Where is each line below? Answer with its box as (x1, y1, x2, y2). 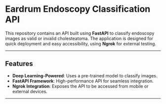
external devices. (12, 88, 48, 94)
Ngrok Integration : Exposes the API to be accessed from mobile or (12, 83, 149, 89)
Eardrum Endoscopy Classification (5, 3, 151, 15)
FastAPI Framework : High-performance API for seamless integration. (12, 78, 154, 84)
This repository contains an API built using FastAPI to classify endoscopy (5, 30, 155, 36)
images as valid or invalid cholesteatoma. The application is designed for (5, 35, 153, 41)
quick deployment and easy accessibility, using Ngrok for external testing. (5, 40, 157, 46)
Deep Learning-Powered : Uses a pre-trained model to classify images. (12, 72, 158, 78)
